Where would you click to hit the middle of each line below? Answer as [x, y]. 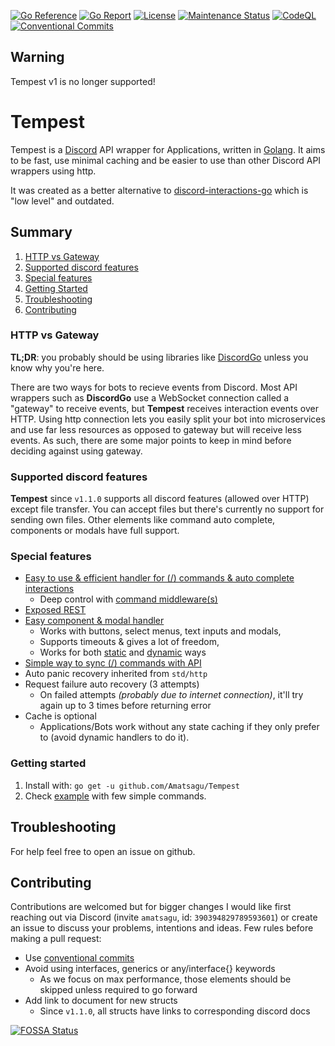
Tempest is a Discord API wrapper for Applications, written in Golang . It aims [168, 149]
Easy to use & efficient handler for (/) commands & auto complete [159, 578]
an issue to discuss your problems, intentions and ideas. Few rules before [162, 928]
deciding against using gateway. [76, 451]
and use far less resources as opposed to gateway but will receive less [156, 429]
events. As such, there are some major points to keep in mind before [151, 440]
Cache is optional [60, 716]
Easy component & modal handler [94, 621]
